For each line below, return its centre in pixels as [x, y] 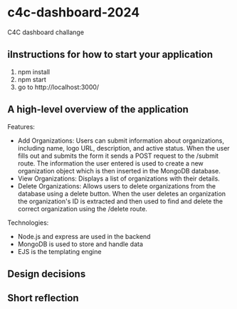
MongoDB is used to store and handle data [80, 244]
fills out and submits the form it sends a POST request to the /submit [118, 156]
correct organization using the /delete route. [83, 208]
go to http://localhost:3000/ [58, 87]
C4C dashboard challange [46, 32]
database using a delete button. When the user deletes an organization [122, 193]
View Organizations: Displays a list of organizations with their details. [119, 178]
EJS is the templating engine [59, 251]
